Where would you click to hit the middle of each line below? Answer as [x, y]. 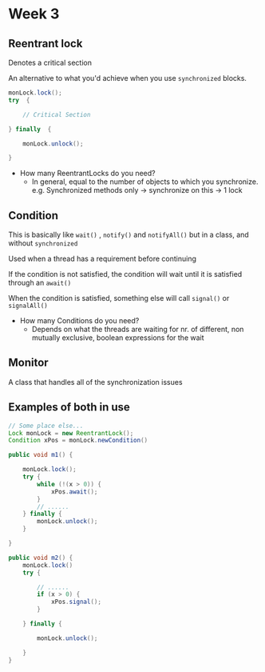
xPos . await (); [74, 492]
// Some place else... [46, 426]
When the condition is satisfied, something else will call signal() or [119, 298]
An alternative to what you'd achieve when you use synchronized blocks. [128, 78]
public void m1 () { [41, 455]
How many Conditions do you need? [79, 321]
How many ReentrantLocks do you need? [87, 174]
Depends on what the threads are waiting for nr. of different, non [138, 330]
